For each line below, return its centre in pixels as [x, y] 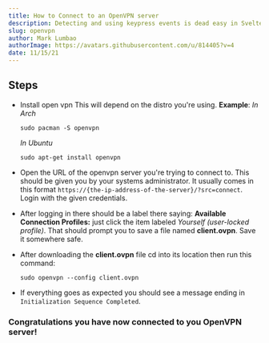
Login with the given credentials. [74, 198]
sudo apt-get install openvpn [70, 157]
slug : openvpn [32, 30]
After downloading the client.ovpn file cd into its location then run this [136, 254]
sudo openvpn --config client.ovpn [79, 277]
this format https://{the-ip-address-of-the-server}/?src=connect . [131, 189]
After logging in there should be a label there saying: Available [123, 213]
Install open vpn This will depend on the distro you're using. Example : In [139, 104]
